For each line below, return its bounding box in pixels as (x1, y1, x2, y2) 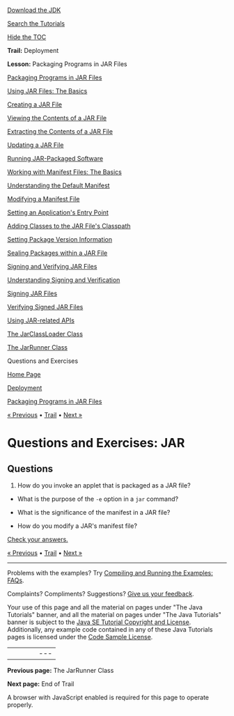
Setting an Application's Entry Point (7, 208, 109, 217)
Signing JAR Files (7, 289, 58, 297)
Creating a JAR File (7, 100, 63, 109)
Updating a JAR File (7, 141, 64, 149)
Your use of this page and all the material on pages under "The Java (7, 603, 203, 612)
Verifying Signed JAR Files (7, 303, 84, 311)
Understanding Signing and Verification (7, 276, 120, 284)
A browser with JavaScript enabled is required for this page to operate (7, 693, 210, 701)
